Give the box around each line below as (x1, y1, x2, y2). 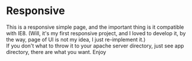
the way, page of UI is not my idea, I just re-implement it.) (6, 36, 146, 43)
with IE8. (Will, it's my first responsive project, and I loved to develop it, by (6, 29, 186, 36)
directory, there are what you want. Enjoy (6, 48, 106, 55)
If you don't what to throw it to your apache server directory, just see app (6, 42, 184, 49)
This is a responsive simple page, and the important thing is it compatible (6, 23, 184, 30)
